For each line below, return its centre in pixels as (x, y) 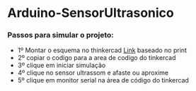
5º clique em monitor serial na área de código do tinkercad (103, 80)
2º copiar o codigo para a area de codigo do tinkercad (97, 58)
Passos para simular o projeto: (61, 35)
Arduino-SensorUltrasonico (91, 13)
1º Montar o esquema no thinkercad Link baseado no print (102, 50)
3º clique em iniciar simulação (62, 66)
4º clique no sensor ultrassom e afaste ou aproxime (93, 73)
